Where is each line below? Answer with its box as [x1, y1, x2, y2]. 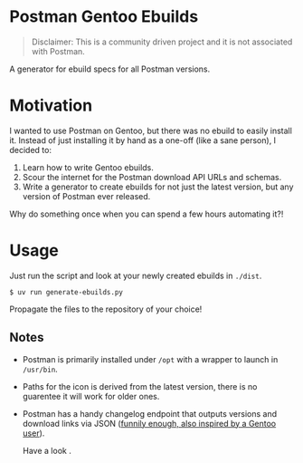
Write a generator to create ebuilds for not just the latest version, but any [22, 181, 294, 192]
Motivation [9, 95, 93, 116]
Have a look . [22, 445, 72, 456]
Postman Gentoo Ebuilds [9, 6, 199, 27]
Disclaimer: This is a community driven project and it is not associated [31, 36, 293, 47]
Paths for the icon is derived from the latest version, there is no [22, 381, 258, 391]
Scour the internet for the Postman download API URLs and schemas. [22, 171, 282, 182]
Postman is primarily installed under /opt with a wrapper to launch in [22, 353, 279, 364]
